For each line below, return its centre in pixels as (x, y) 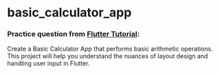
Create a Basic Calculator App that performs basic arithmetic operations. (110, 49)
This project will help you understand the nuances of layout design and (108, 56)
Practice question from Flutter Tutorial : (73, 34)
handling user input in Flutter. (48, 64)
